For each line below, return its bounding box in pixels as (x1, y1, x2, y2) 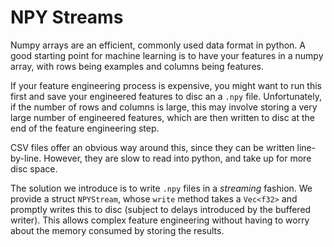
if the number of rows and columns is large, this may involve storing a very (10, 101, 318, 113)
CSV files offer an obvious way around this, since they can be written (10, 141, 295, 153)
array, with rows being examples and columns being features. (10, 60, 264, 72)
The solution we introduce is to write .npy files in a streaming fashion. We (10, 182, 313, 194)
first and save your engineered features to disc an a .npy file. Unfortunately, (10, 90, 322, 102)
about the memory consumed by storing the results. (10, 224, 225, 236)
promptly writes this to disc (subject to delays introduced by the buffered (10, 203, 312, 215)
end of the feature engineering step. (10, 122, 160, 134)
